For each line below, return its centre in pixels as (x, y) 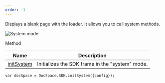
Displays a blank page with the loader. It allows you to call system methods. (83, 24)
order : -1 (15, 10)
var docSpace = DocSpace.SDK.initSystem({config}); (60, 76)
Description (92, 55)
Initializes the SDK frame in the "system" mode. (92, 64)
